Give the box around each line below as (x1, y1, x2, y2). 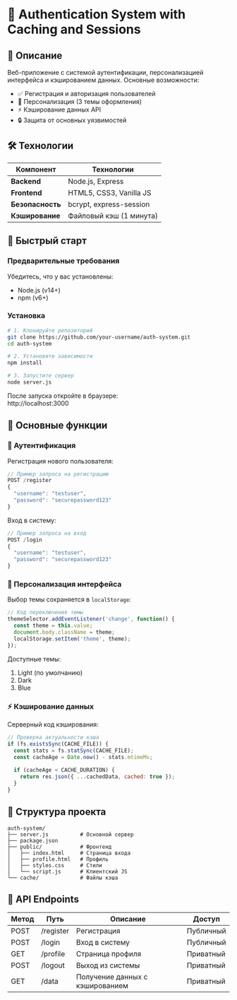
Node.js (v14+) (17, 286, 61, 294)
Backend (11, 176, 41, 186)
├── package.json (7, 837, 59, 844)
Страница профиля (76, 949, 142, 959)
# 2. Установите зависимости (7, 353, 93, 360)
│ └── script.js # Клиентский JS (7, 868, 128, 875)
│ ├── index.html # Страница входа (7, 849, 131, 857)
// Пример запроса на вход (7, 529, 87, 536)
